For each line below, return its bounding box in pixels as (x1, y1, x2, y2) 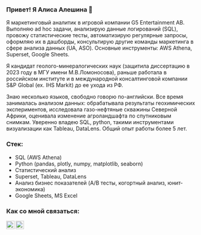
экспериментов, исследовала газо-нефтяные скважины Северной (6, 106, 178, 113)
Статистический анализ (14, 166, 76, 173)
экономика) (14, 185, 46, 192)
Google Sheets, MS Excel (14, 192, 78, 199)
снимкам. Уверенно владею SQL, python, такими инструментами (6, 119, 174, 126)
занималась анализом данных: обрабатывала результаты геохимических (6, 100, 196, 107)
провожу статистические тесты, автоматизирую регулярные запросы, (6, 32, 188, 39)
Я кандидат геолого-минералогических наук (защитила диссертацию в (6, 62, 190, 70)
